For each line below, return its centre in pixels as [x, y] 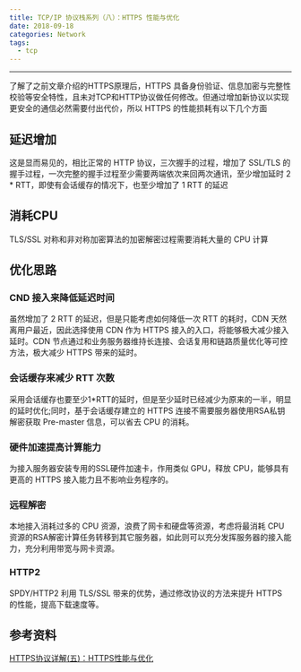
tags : [19, 43]
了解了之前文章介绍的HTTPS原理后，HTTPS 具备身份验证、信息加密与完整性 [150, 86]
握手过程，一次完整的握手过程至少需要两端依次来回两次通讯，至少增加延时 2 [150, 173]
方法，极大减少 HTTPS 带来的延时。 [76, 353]
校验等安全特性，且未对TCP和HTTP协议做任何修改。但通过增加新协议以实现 [149, 97]
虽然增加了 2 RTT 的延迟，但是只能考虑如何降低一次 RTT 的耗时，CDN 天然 [148, 319]
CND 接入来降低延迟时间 [62, 298]
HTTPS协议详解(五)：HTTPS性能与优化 [82, 659]
